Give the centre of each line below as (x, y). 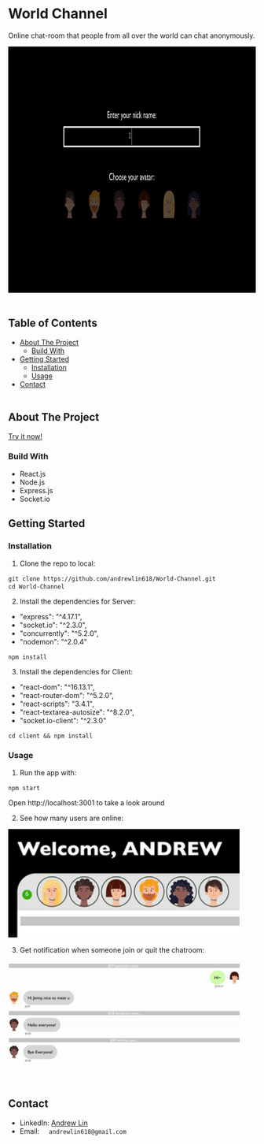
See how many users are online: (71, 818)
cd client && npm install (50, 736)
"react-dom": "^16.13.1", (57, 687)
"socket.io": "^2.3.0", (53, 625)
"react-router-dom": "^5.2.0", (66, 695)
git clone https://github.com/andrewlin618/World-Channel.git (112, 579)
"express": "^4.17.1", (51, 616)
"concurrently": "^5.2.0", (59, 633)
